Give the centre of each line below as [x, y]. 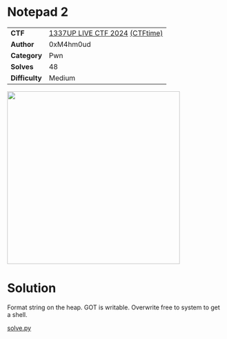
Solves [22, 66]
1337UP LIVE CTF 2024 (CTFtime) [106, 33]
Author [22, 44]
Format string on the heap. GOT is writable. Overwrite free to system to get [114, 307]
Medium [62, 78]
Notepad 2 [38, 12]
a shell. [17, 314]
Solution [32, 288]
